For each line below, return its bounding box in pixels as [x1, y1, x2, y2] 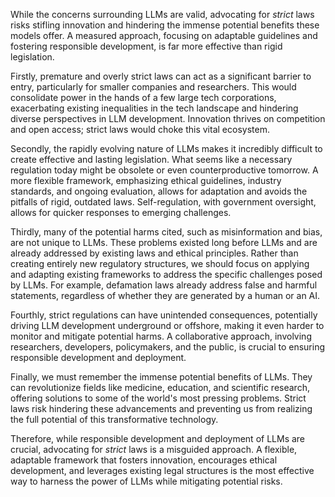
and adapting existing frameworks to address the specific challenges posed [10, 269, 323, 280]
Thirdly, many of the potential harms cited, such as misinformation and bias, [10, 226, 323, 238]
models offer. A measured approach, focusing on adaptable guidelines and [10, 30, 318, 41]
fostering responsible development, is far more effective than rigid [10, 40, 283, 52]
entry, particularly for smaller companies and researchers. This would [10, 81, 297, 93]
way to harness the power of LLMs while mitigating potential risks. [10, 475, 283, 487]
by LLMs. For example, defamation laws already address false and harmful [10, 279, 318, 291]
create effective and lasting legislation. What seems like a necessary [10, 154, 293, 165]
